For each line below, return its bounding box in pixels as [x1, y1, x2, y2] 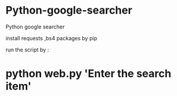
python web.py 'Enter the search [5, 67, 172, 81]
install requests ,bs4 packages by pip [5, 34, 98, 41]
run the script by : [5, 46, 49, 53]
